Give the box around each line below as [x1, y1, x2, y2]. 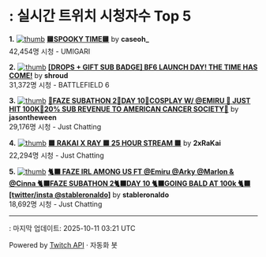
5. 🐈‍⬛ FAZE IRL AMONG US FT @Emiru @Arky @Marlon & [9, 166, 234, 176]
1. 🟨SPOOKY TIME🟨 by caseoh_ [9, 34, 149, 43]
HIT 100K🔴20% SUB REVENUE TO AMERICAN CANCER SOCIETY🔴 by [9, 104, 239, 114]
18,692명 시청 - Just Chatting [9, 199, 103, 209]
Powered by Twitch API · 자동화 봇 [9, 240, 118, 249]
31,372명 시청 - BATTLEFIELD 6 [9, 80, 110, 89]
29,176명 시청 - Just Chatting [9, 121, 102, 131]
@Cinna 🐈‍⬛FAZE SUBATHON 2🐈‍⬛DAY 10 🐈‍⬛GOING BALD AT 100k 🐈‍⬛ [9, 178, 251, 188]
